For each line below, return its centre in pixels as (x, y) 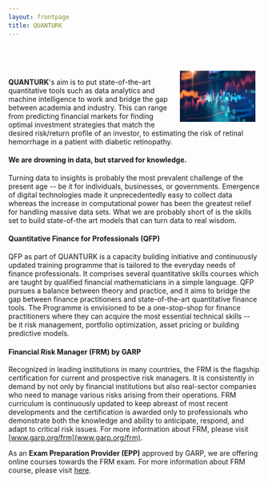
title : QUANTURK (35, 25)
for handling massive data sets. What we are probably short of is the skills (130, 212)
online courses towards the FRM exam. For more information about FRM (127, 462)
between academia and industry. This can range (88, 108)
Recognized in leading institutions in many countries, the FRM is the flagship (134, 370)
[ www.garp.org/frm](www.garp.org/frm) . (76, 438)
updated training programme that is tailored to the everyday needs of (122, 265)
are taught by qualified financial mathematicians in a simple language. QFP (131, 282)
